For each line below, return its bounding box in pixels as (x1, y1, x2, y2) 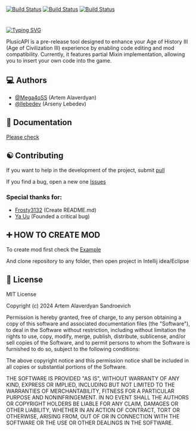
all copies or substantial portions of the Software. (6, 363, 127, 370)
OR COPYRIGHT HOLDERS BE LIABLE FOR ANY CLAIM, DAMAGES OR (6, 400, 179, 407)
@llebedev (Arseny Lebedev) (14, 100, 86, 107)
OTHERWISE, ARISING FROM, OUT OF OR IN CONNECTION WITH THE (6, 413, 180, 420)
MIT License (6, 290, 37, 297)
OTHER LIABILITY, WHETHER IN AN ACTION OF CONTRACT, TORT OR (6, 406, 180, 414)
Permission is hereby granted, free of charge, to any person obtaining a (6, 314, 182, 321)
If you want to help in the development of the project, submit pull (6, 166, 165, 173)
